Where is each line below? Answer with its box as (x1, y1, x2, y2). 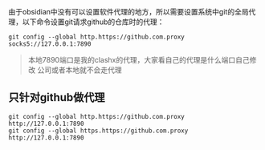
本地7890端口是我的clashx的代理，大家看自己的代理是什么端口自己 (27, 55, 251, 64)
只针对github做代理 (8, 91, 106, 104)
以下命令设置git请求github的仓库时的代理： (22, 17, 165, 26)
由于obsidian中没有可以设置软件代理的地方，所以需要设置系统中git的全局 (8, 7, 249, 16)
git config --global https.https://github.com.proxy (8, 127, 189, 135)
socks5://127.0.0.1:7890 (8, 40, 92, 48)
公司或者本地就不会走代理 (37, 65, 122, 75)
